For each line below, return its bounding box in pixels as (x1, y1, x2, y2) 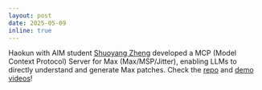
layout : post (8, 11, 52, 20)
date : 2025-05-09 (8, 19, 67, 27)
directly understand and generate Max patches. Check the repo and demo (8, 65, 255, 75)
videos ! (8, 73, 33, 84)
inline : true (8, 26, 52, 34)
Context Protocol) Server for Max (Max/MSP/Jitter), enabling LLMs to (8, 57, 237, 66)
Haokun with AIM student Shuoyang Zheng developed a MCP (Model (8, 49, 237, 58)
